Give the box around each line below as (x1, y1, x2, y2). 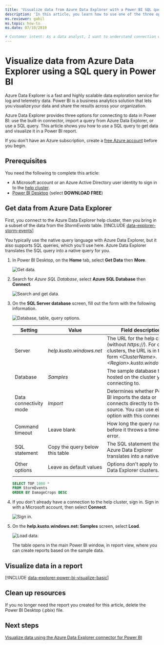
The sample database (107, 367, 157, 374)
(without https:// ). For (107, 341, 156, 348)
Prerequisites (5, 157, 47, 165)
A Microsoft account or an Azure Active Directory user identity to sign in (12, 180, 157, 185)
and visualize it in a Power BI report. (5, 128, 77, 134)
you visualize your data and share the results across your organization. (5, 103, 146, 108)
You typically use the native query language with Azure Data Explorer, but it (5, 237, 157, 243)
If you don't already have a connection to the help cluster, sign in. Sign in (12, 499, 159, 505)
